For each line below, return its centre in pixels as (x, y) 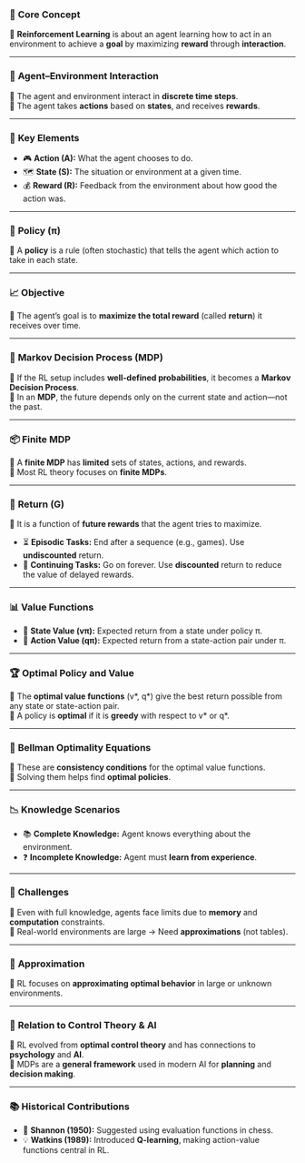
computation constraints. (57, 922)
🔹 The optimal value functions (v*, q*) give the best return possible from (146, 696)
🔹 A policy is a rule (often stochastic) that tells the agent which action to (144, 250)
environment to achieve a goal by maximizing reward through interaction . (148, 44)
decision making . (42, 1074)
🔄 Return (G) (37, 504)
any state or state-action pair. (64, 705)
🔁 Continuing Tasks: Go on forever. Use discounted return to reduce (152, 565)
